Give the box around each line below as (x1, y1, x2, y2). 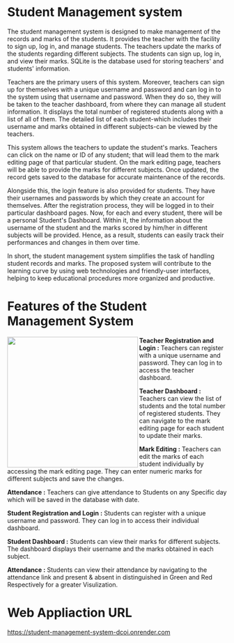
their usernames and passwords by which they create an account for (7, 193, 205, 202)
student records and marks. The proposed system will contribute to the (7, 259, 212, 267)
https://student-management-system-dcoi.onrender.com (7, 628, 171, 636)
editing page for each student (139, 423, 224, 432)
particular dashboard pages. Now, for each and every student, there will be (7, 209, 223, 217)
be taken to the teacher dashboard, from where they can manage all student (7, 100, 226, 108)
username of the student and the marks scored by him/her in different (7, 223, 208, 232)
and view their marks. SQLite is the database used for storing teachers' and (7, 56, 224, 65)
